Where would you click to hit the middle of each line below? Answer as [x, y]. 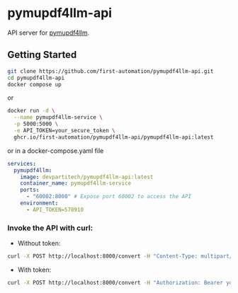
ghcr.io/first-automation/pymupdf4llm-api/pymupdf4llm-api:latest [114, 137]
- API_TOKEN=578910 [55, 209]
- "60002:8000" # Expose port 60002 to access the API [109, 197]
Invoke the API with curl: [50, 228]
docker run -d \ [31, 111]
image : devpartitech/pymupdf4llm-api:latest [87, 177]
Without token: [39, 243]
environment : [39, 203]
